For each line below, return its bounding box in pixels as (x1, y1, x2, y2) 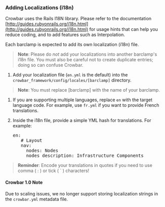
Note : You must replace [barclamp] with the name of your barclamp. (17, 87, 160, 93)
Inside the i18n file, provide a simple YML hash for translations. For (12, 117, 151, 123)
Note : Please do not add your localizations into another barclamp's (17, 51, 157, 57)
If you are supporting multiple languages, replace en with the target (12, 97, 153, 103)
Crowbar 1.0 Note (5, 179, 43, 185)
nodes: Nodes (26, 148, 59, 153)
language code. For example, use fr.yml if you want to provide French (12, 102, 159, 108)
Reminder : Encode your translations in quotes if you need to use (17, 162, 153, 169)
